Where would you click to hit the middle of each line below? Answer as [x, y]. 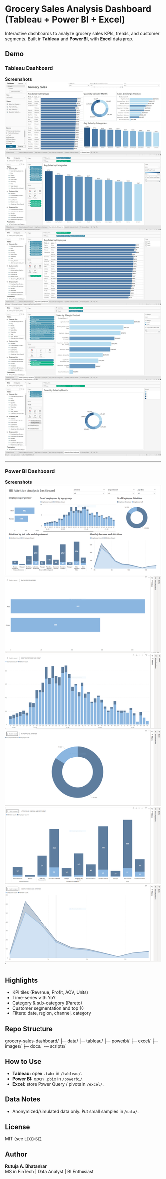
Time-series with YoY [34, 998]
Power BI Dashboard [30, 471]
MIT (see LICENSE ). [24, 1139]
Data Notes [23, 1100]
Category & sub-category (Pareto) [47, 1003]
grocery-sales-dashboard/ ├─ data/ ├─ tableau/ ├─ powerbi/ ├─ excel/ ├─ [82, 1041]
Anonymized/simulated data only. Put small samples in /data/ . [76, 1111]
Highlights [21, 980]
